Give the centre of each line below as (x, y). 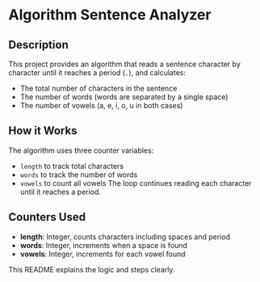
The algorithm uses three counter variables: (81, 150)
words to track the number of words (79, 175)
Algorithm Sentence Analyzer (110, 15)
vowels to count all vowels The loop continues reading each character (136, 183)
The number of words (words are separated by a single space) (124, 97)
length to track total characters (72, 166)
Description (38, 45)
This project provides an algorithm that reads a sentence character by (124, 64)
